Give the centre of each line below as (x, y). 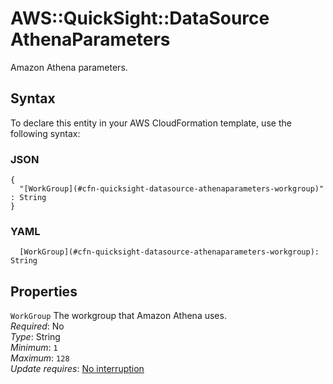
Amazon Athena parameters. (69, 67)
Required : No (37, 326)
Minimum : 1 (34, 348)
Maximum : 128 (40, 358)
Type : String (35, 337)
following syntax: (45, 133)
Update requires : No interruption (77, 369)
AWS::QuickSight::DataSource (140, 18)
